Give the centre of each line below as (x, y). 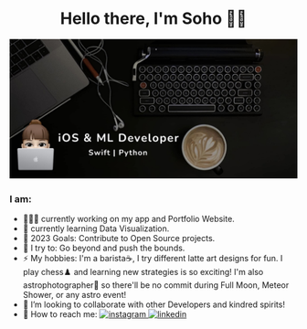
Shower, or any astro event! (74, 295)
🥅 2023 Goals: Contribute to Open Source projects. (119, 239)
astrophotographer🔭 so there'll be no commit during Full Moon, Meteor (156, 285)
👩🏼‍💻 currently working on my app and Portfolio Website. (128, 219)
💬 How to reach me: (60, 314)
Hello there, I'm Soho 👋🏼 (153, 19)
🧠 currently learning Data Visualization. (96, 228)
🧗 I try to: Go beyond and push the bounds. (104, 248)
